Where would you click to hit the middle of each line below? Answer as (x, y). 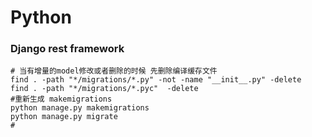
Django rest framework (67, 49)
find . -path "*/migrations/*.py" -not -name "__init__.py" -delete (156, 80)
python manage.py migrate (64, 117)
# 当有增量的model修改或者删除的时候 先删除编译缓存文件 (114, 71)
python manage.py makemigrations (80, 108)
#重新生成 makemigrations (61, 99)
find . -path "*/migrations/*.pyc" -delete (104, 89)
